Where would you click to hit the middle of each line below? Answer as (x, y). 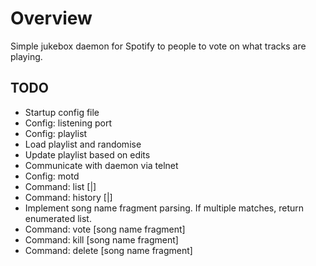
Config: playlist (56, 133)
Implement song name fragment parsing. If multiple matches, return (164, 208)
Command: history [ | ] (68, 197)
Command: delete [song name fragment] (108, 250)
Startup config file (62, 112)
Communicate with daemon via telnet (101, 165)
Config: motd (52, 176)
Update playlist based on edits (87, 154)
